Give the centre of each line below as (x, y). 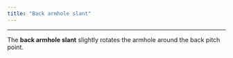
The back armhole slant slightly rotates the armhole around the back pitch (114, 39)
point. (16, 47)
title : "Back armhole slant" (49, 13)
